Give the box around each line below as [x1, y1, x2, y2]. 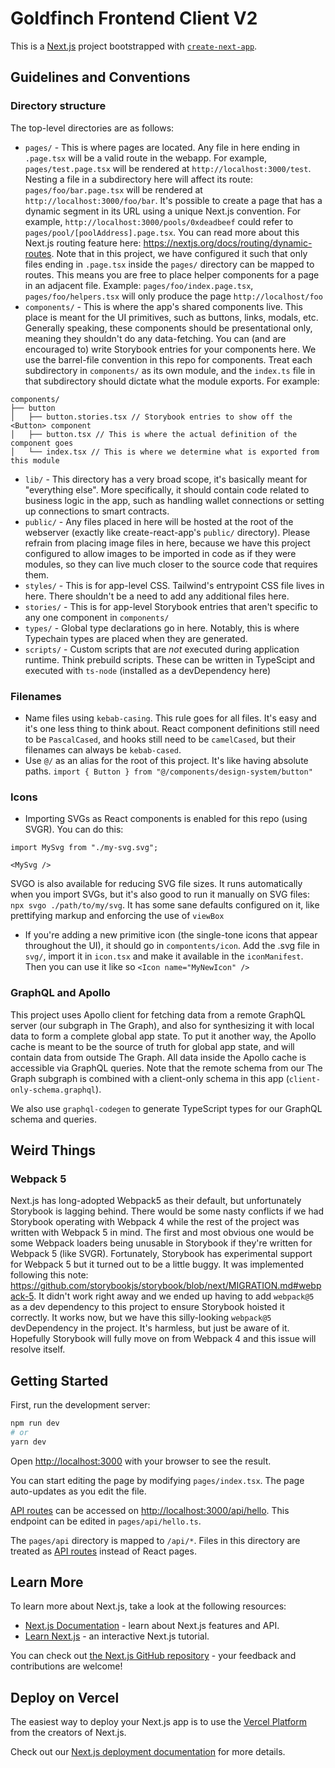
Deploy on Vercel [10, 1689, 120, 1706]
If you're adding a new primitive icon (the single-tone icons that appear [24, 929, 318, 941]
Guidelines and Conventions [10, 69, 191, 86]
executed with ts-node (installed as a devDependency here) [24, 664, 272, 676]
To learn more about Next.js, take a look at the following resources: [10, 1600, 287, 1612]
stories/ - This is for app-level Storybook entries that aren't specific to [24, 600, 318, 612]
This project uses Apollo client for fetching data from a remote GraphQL [10, 1008, 306, 1021]
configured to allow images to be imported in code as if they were [24, 547, 297, 559]
